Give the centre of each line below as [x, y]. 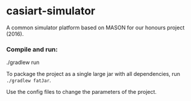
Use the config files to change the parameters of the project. [81, 92]
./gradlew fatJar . [29, 80]
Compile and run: [32, 49]
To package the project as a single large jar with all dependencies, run [93, 74]
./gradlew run [23, 62]
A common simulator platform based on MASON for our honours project [95, 27]
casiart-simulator [51, 11]
